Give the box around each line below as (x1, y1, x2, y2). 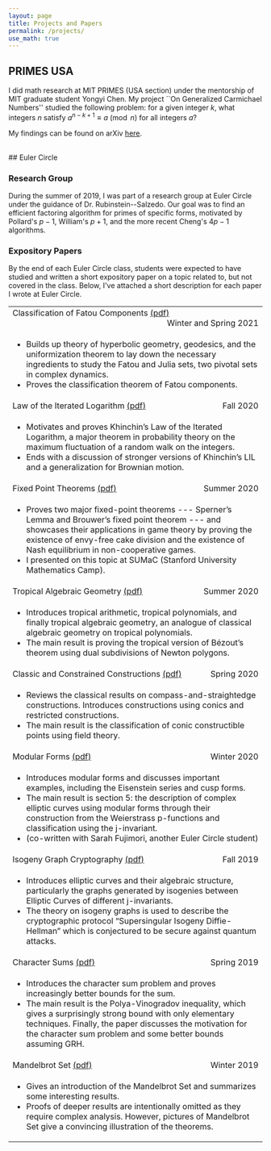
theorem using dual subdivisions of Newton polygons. (26, 647, 230, 658)
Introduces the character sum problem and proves (26, 978, 216, 989)
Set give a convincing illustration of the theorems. (26, 1121, 214, 1132)
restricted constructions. (26, 710, 119, 721)
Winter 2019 (210, 1060, 259, 1071)
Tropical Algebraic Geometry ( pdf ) (12, 586, 144, 597)
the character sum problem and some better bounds (26, 1028, 224, 1040)
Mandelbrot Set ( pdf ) (12, 1060, 93, 1071)
